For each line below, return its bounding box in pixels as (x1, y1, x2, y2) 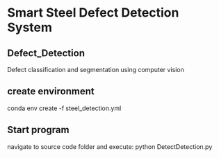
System (7, 19, 53, 35)
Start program (7, 124, 70, 136)
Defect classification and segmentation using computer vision (7, 66, 184, 73)
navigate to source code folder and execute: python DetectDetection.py (7, 142, 213, 150)
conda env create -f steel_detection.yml (7, 104, 122, 112)
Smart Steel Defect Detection (7, 5, 179, 21)
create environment (7, 85, 95, 98)
